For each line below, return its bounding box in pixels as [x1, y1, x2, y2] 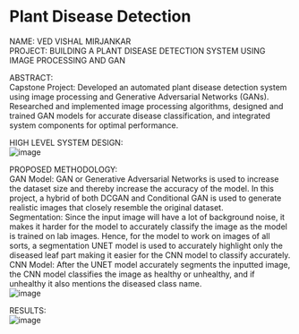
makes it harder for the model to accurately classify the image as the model [9, 221, 288, 232]
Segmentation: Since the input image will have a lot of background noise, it [9, 211, 285, 222]
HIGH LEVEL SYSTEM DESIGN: [9, 137, 124, 148]
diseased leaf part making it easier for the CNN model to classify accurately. [9, 249, 291, 261]
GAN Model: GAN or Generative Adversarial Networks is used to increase [9, 173, 279, 184]
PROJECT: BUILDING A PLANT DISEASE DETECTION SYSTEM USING [9, 45, 266, 56]
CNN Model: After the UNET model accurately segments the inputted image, [9, 259, 291, 270]
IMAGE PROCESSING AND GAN [9, 55, 125, 65]
